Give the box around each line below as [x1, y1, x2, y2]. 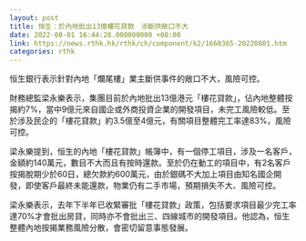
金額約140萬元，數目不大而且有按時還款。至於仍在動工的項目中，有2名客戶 [9, 157, 291, 168]
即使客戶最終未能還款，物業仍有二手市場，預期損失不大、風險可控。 [25, 180, 280, 191]
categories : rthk [9, 47, 76, 56]
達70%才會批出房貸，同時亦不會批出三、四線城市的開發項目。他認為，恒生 [9, 211, 291, 222]
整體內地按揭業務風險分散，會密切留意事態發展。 [9, 222, 193, 233]
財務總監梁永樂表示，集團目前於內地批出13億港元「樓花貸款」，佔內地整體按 [9, 93, 293, 104]
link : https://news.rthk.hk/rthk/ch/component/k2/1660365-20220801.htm [9, 38, 287, 48]
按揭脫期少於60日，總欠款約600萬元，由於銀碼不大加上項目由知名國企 [9, 169, 274, 180]
